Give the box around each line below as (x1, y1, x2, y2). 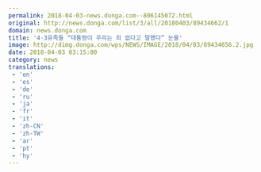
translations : (8, 63, 56, 71)
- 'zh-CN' (11, 122, 44, 130)
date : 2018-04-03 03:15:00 (8, 48, 98, 56)
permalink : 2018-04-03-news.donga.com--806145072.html (8, 11, 194, 20)
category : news (8, 56, 59, 64)
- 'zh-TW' (11, 129, 44, 137)
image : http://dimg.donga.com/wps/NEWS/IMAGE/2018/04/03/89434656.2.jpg (8, 41, 254, 49)
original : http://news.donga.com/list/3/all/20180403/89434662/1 (8, 19, 228, 27)
